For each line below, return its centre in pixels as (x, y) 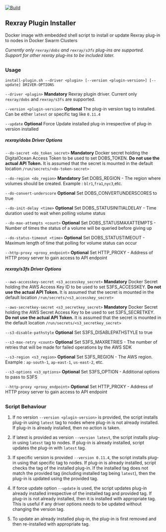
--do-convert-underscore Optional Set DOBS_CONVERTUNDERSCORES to (81, 193)
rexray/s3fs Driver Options (33, 269)
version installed (22, 129)
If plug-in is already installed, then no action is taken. (66, 428)
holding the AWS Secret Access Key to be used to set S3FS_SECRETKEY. (80, 312)
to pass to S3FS (21, 377)
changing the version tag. (38, 509)
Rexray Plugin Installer (41, 23)
